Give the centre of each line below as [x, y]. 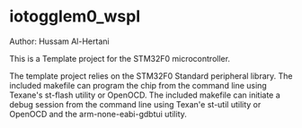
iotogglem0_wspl [75, 17]
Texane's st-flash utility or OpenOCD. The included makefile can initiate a [145, 95]
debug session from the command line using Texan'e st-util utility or [135, 104]
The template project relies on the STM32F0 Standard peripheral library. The [151, 76]
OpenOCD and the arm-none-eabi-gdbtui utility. [98, 114]
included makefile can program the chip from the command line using [138, 85]
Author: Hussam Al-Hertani [59, 41]
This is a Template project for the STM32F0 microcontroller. [120, 58]
